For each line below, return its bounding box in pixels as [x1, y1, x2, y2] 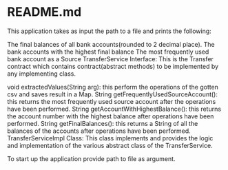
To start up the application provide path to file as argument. [7, 154, 176, 162]
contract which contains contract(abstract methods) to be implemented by [7, 62, 219, 70]
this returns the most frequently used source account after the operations [7, 97, 216, 105]
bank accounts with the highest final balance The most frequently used [7, 47, 209, 56]
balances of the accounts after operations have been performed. [7, 127, 191, 135]
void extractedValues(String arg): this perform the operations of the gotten [7, 83, 219, 91]
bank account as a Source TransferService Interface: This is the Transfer [7, 54, 214, 63]
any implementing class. [7, 70, 76, 78]
